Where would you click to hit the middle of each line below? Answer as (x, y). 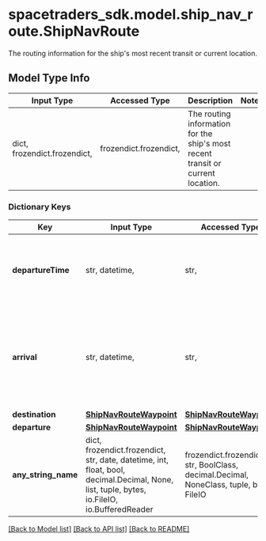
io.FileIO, (102, 500)
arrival (25, 358)
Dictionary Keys (40, 206)
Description (211, 100)
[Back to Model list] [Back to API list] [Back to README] (99, 529)
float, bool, (105, 470)
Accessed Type (140, 100)
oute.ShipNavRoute (74, 31)
